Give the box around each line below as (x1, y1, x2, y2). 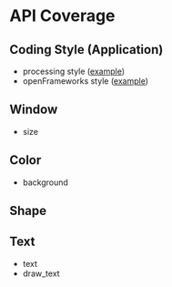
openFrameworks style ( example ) (22, 76, 148, 87)
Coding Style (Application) (9, 42, 164, 57)
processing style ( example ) (22, 66, 126, 77)
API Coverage (9, 5, 116, 26)
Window (9, 102, 58, 118)
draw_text (22, 268, 61, 279)
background (22, 177, 68, 188)
